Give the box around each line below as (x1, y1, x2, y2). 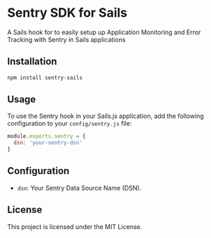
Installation (7, 56, 57, 68)
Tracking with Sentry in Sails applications (7, 35, 126, 43)
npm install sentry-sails (7, 74, 82, 81)
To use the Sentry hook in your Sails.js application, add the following (7, 112, 204, 120)
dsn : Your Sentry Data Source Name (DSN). (17, 184, 142, 192)
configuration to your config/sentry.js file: (7, 119, 132, 128)
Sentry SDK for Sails (7, 5, 128, 21)
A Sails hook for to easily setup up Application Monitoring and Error (7, 28, 201, 36)
